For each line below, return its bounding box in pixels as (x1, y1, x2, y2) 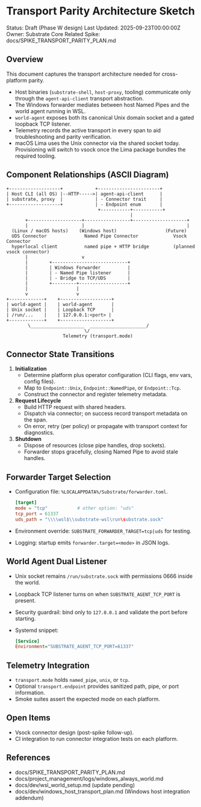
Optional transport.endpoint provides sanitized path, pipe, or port (14, 683, 179, 690)
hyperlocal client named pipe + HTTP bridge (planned (11, 244, 196, 250)
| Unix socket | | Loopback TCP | (6, 307, 114, 313)
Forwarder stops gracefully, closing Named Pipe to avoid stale (23, 448, 179, 455)
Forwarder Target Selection (6, 472, 111, 482)
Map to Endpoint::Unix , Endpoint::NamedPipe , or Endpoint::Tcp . (23, 384, 182, 391)
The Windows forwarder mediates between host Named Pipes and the (14, 101, 190, 108)
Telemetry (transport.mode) (63, 333, 134, 339)
